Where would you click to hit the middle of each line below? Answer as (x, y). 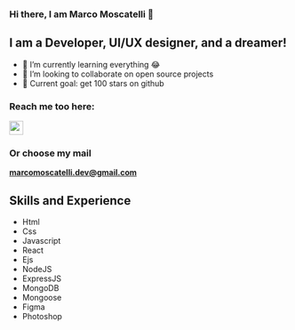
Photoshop (42, 317)
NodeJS (37, 270)
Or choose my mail (50, 153)
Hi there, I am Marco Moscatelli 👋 (81, 14)
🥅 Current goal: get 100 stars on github (93, 83)
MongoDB (40, 288)
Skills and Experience (70, 201)
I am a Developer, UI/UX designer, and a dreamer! (148, 43)
